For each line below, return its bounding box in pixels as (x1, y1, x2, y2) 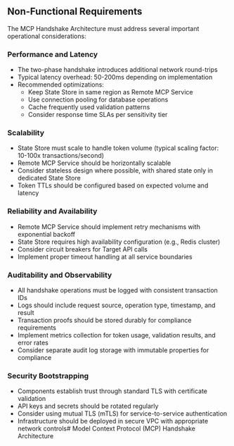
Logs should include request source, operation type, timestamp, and (17, 301, 216, 309)
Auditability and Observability (7, 270, 112, 280)
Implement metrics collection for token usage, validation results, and (17, 331, 216, 339)
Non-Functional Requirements (7, 6, 143, 18)
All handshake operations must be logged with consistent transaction (17, 286, 218, 295)
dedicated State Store (17, 174, 81, 182)
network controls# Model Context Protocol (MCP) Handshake (17, 424, 195, 433)
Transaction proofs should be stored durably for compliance (17, 316, 192, 324)
